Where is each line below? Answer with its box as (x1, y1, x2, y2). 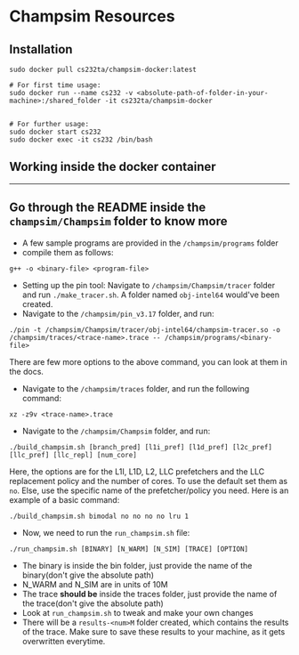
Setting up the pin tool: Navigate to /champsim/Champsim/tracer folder (21, 279, 276, 290)
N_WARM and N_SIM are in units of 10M (21, 578, 168, 589)
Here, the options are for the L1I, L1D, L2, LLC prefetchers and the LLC (9, 465, 265, 477)
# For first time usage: (9, 81, 101, 90)
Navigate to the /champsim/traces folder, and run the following (21, 383, 250, 393)
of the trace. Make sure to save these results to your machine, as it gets (21, 626, 286, 637)
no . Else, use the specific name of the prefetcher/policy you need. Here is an (9, 485, 289, 496)
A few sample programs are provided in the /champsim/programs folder (21, 238, 279, 248)
